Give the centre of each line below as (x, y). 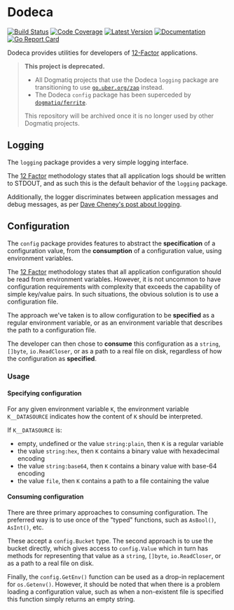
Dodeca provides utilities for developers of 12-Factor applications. (103, 53)
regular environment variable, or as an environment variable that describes (115, 323)
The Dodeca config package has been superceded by (113, 95)
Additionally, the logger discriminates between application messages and (113, 196)
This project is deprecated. (64, 66)
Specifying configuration (44, 393)
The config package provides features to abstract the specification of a (111, 243)
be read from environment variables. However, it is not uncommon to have (114, 279)
